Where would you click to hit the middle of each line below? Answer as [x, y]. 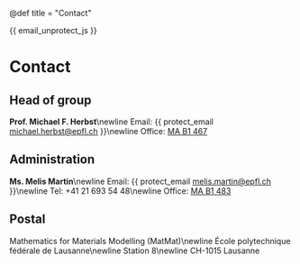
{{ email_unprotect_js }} [53, 30]
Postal [27, 219]
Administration [52, 160]
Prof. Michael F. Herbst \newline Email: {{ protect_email [112, 122]
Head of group [50, 100]
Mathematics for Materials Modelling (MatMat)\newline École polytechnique [150, 241]
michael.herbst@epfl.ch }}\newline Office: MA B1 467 [109, 131]
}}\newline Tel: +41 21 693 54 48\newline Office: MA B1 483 [120, 191]
